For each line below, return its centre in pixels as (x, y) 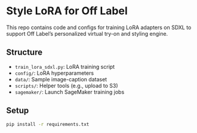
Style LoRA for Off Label (67, 11)
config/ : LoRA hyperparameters (54, 73)
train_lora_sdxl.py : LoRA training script (65, 66)
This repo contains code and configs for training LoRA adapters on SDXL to (99, 27)
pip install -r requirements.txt (48, 124)
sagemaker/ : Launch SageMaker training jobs (70, 92)
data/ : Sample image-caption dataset (61, 79)
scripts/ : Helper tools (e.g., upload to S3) (66, 85)
